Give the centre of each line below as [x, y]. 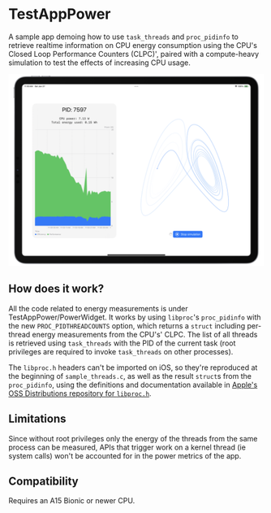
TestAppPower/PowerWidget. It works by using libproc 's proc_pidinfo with [135, 317]
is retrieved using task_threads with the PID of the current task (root [122, 343]
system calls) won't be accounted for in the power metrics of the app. [125, 455]
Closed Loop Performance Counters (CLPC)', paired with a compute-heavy [134, 54]
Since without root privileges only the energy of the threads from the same [133, 438]
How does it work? [56, 289]
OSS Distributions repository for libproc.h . [80, 393]
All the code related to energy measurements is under [98, 308]
